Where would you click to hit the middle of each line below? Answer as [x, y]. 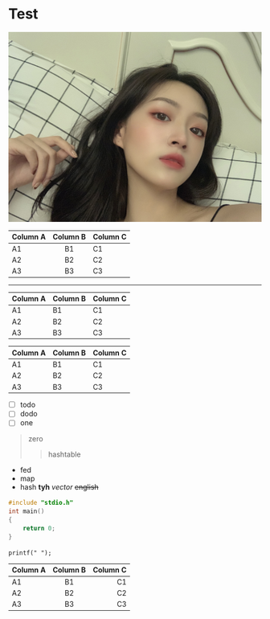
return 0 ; [39, 528]
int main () [27, 511]
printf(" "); [30, 553]
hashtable [65, 454]
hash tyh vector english [59, 487]
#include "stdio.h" [41, 503]
